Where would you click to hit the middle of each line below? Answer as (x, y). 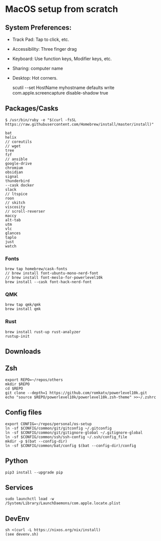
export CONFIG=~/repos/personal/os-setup (49, 424)
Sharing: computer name (38, 68)
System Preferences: (38, 28)
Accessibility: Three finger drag (44, 49)
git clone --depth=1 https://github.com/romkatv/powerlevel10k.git (76, 393)
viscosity (15, 207)
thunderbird (17, 181)
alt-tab (13, 220)
